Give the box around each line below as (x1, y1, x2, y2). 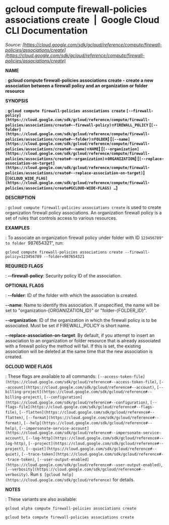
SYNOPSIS (5, 97, 29, 104)
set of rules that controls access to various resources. (5, 215, 118, 221)
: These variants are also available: (5, 496, 77, 502)
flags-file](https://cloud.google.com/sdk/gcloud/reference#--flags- (5, 404, 155, 410)
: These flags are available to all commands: (5, 373, 97, 379)
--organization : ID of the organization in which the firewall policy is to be (5, 317, 157, 323)
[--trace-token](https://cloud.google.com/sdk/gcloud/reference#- (21, 451, 164, 457)
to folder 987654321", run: (5, 240, 64, 246)
